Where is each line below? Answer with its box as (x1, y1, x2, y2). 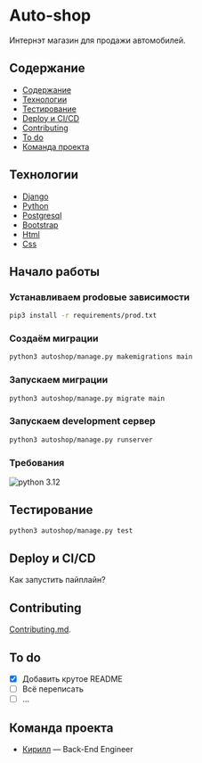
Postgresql (21, 210, 62, 220)
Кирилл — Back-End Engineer (21, 744, 133, 755)
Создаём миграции (9, 332, 99, 344)
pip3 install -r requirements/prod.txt (9, 311, 158, 320)
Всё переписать (21, 684, 85, 694)
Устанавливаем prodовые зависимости (9, 291, 190, 303)
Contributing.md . (9, 624, 71, 634)
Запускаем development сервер (9, 415, 156, 427)
